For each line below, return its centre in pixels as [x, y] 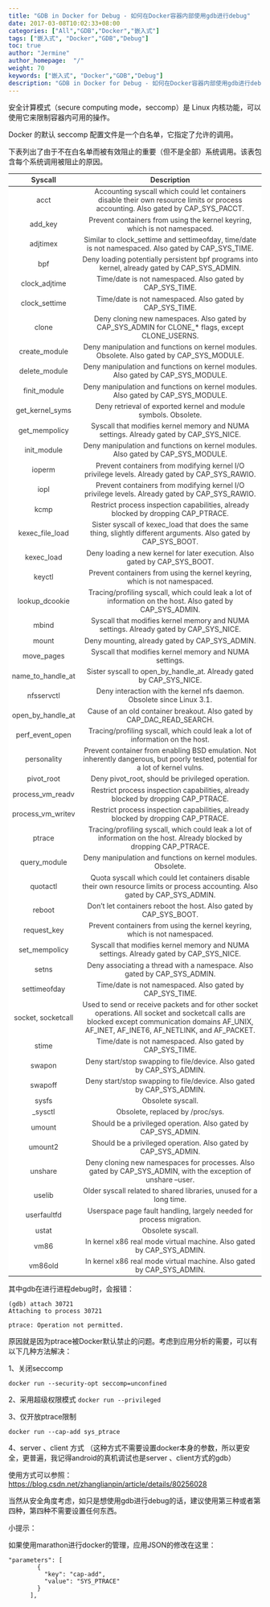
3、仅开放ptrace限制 [43, 1416]
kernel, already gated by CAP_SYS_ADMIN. [170, 268]
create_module [43, 351]
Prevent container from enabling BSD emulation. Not [170, 750]
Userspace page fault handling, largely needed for [170, 1210]
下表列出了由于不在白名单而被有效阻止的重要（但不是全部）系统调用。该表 [131, 151]
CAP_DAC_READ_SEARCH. [170, 719]
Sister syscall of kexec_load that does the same [170, 525]
